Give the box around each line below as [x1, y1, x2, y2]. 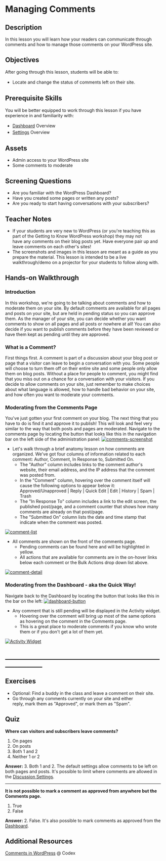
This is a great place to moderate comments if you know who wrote [19, 623, 157, 629]
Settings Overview [12, 129, 50, 135]
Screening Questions [5, 177, 72, 185]
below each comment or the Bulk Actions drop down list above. [19, 560, 149, 566]
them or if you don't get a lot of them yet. [19, 629, 104, 634]
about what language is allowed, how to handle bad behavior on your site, [5, 387, 156, 393]
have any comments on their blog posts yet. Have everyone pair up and [12, 238, 158, 244]
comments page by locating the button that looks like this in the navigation [5, 431, 157, 437]
